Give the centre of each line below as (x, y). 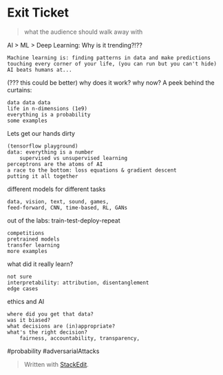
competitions (26, 233)
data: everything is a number (51, 152)
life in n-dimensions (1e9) (47, 108)
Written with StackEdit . (56, 364)
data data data (29, 102)
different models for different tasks (56, 189)
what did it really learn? (40, 264)
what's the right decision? (47, 332)
